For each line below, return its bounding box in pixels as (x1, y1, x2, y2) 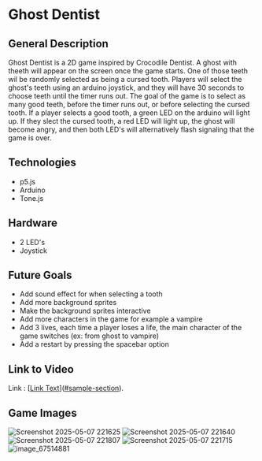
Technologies (8, 156, 77, 169)
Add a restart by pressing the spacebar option (19, 340, 169, 349)
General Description (8, 37, 109, 50)
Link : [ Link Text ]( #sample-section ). (8, 384, 124, 393)
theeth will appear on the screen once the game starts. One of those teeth (8, 66, 249, 76)
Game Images (8, 406, 77, 419)
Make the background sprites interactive (19, 306, 151, 316)
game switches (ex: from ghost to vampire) (19, 331, 160, 340)
